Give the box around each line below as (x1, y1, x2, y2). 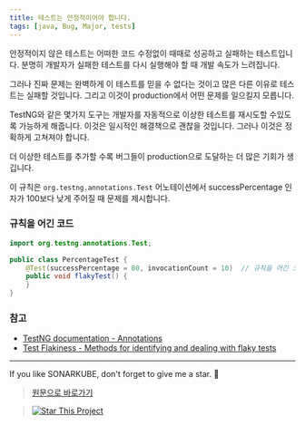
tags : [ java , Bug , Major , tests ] (9, 22, 136, 31)
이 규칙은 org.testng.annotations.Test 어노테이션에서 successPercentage (9, 181, 283, 192)
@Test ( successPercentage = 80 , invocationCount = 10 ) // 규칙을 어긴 (25, 264, 289, 273)
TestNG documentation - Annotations (22, 333, 163, 344)
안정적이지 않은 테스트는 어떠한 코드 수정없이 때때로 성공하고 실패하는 (9, 47, 254, 59)
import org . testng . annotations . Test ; (9, 238, 152, 247)
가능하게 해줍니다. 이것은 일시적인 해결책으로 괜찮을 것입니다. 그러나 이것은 (18, 120, 283, 131)
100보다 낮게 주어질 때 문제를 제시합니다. (25, 192, 171, 204)
